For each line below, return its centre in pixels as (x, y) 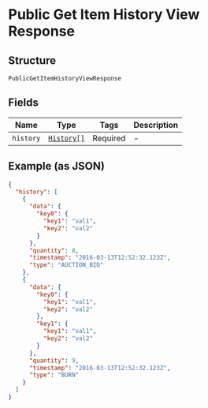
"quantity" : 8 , (54, 250)
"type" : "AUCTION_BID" (66, 265)
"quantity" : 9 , (54, 361)
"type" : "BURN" (54, 375)
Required (109, 138)
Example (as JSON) (56, 166)
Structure (32, 60)
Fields (24, 103)
